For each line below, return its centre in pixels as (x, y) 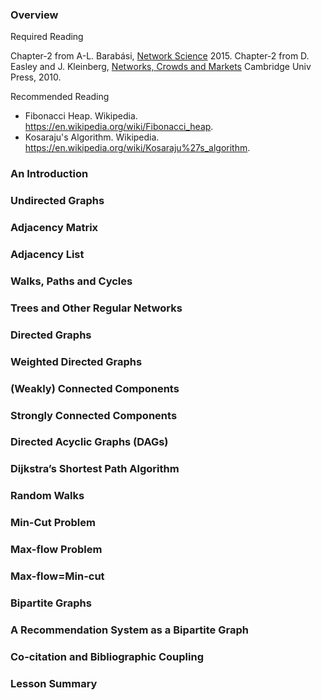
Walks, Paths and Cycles (71, 281)
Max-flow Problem (56, 550)
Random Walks (47, 496)
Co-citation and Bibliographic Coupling (107, 656)
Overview (34, 15)
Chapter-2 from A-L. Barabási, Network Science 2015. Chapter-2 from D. (160, 56)
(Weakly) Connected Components (95, 388)
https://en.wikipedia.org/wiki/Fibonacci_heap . (119, 127)
